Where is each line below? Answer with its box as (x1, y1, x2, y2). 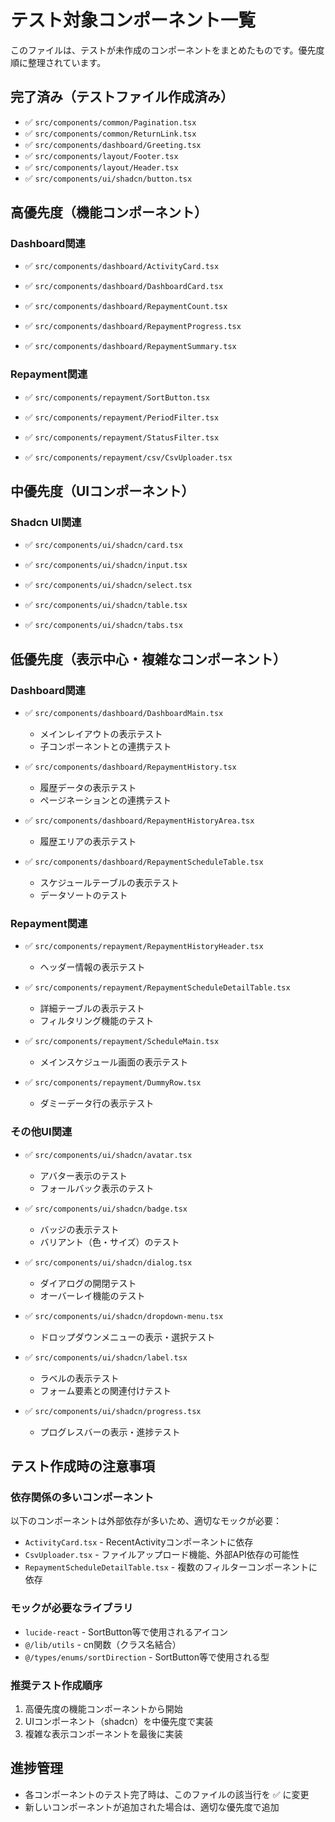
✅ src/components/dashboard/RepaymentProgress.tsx (24, 320, 242, 332)
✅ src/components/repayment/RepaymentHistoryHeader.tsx (24, 940, 264, 952)
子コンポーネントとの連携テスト (39, 741, 172, 753)
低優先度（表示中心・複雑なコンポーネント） (10, 651, 287, 668)
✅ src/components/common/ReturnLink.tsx (24, 127, 197, 139)
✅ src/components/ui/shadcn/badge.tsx (24, 1202, 188, 1214)
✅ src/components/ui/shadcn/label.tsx (24, 1351, 188, 1363)
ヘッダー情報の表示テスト (39, 961, 146, 973)
